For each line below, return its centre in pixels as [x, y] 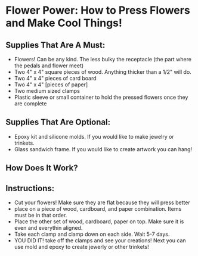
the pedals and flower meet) [49, 65]
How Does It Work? [42, 168]
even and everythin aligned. [48, 228]
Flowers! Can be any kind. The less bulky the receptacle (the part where [103, 59]
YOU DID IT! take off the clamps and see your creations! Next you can [100, 241]
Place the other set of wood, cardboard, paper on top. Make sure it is [99, 221]
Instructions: [30, 188]
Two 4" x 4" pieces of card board [55, 78]
